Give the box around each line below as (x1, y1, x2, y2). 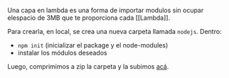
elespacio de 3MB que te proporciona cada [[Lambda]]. (7, 13, 171, 22)
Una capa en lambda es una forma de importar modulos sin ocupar (7, 6, 204, 14)
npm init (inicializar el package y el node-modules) (17, 41, 169, 49)
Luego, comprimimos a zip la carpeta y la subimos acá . (7, 62, 169, 70)
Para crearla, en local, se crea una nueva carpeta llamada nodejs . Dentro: (7, 28, 222, 35)
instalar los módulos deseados (17, 49, 108, 57)
